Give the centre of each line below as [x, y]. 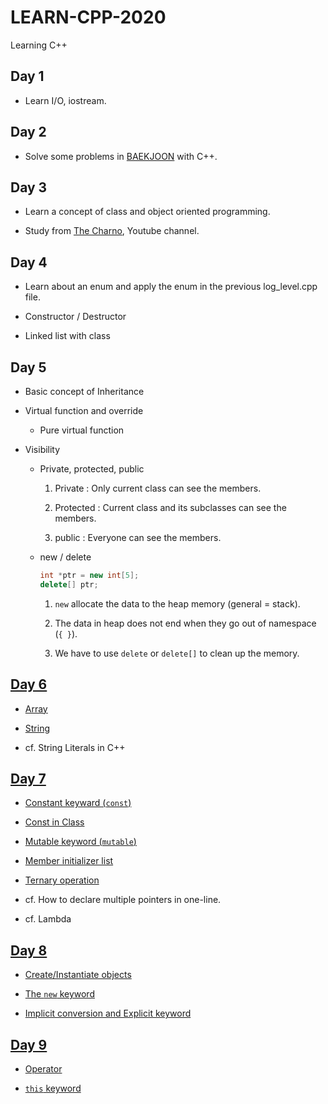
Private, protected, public [92, 469]
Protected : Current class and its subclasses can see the [170, 507]
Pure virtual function [82, 430]
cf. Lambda [48, 919]
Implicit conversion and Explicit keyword [108, 1013]
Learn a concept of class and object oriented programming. [147, 212]
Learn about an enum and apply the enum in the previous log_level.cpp [171, 287]
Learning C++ [39, 45]
